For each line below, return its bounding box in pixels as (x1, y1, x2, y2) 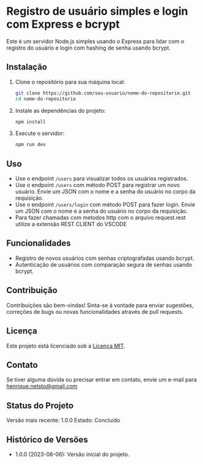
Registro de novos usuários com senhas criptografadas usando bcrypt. (15, 254, 194, 262)
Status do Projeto (6, 400, 74, 411)
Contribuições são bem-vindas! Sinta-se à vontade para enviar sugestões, (6, 302, 194, 309)
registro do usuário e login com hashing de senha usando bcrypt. (6, 44, 171, 51)
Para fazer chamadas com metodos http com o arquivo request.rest (15, 214, 186, 221)
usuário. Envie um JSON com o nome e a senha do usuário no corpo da (15, 188, 196, 196)
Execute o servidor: (15, 130, 65, 137)
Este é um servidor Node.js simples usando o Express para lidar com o (6, 37, 185, 45)
